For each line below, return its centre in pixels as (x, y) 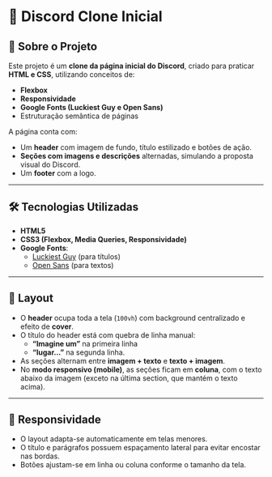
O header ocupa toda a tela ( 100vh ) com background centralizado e (132, 317)
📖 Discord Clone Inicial (86, 17)
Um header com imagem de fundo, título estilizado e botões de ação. (136, 147)
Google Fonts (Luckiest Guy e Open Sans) (91, 107)
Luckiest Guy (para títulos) (76, 256)
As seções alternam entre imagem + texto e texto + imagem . (122, 360)
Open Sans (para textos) (73, 265)
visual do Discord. (50, 164)
